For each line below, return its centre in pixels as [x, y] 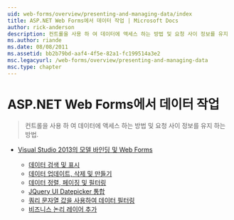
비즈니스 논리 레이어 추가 [63, 209]
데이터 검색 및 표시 [54, 164]
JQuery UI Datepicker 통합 [67, 191]
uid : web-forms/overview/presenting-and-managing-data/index [100, 14]
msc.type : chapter [34, 67]
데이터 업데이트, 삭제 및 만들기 [70, 173]
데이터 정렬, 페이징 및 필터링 [67, 182]
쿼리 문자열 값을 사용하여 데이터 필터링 [81, 200]
